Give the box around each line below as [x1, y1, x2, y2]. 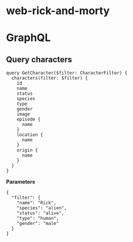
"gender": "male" [16, 221, 59, 227]
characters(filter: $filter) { [11, 75, 88, 81]
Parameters [6, 178, 35, 185]
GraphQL [6, 31, 51, 45]
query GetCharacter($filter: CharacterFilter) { [6, 70, 128, 76]
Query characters [6, 54, 72, 64]
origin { [16, 147, 38, 154]
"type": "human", [16, 216, 59, 221]
